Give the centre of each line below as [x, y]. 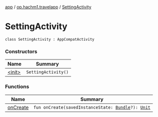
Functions [17, 87]
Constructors [21, 51]
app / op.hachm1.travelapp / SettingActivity [48, 7]
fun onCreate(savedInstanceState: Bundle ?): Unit [92, 107]
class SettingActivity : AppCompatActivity [50, 39]
